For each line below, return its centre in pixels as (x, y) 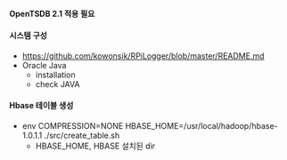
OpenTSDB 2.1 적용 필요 (52, 13)
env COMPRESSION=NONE (73, 126)
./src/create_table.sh (82, 135)
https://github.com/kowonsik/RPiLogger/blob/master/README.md (143, 56)
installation (55, 75)
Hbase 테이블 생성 (41, 106)
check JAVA (57, 84)
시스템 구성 (28, 36)
